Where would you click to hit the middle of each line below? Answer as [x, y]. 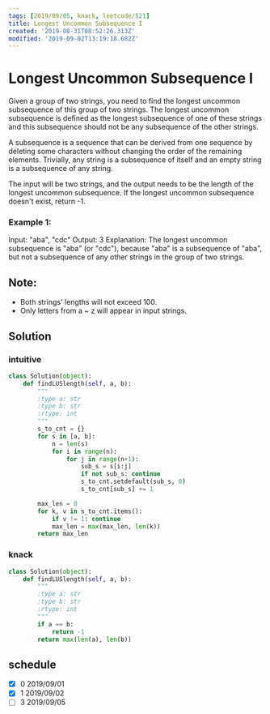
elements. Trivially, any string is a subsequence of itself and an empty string [135, 160]
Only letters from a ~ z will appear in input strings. [103, 311]
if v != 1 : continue [86, 519]
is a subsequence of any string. [61, 169]
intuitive [25, 359]
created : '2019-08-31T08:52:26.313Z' [72, 31]
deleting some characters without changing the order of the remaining [125, 152]
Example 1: [30, 222]
